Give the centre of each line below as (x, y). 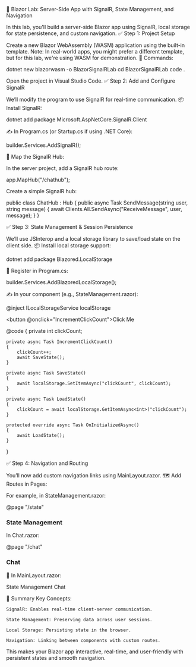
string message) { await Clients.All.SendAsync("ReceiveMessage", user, (94, 209)
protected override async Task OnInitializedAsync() (73, 425)
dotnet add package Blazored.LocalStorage (59, 259)
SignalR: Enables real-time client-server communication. (79, 609)
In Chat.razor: (23, 536)
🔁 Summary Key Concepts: (39, 598)
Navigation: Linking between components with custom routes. (83, 640)
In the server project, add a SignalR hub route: (62, 168)
